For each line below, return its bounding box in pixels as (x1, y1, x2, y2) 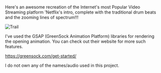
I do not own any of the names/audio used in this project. (5, 63, 119, 68)
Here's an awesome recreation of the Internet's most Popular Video (5, 4, 140, 10)
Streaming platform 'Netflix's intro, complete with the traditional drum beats (5, 9, 157, 15)
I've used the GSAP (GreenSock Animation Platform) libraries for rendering (5, 34, 155, 39)
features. (5, 44, 23, 49)
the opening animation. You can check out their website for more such (5, 38, 146, 44)
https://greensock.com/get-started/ (5, 53, 77, 59)
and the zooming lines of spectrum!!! (5, 15, 79, 20)
